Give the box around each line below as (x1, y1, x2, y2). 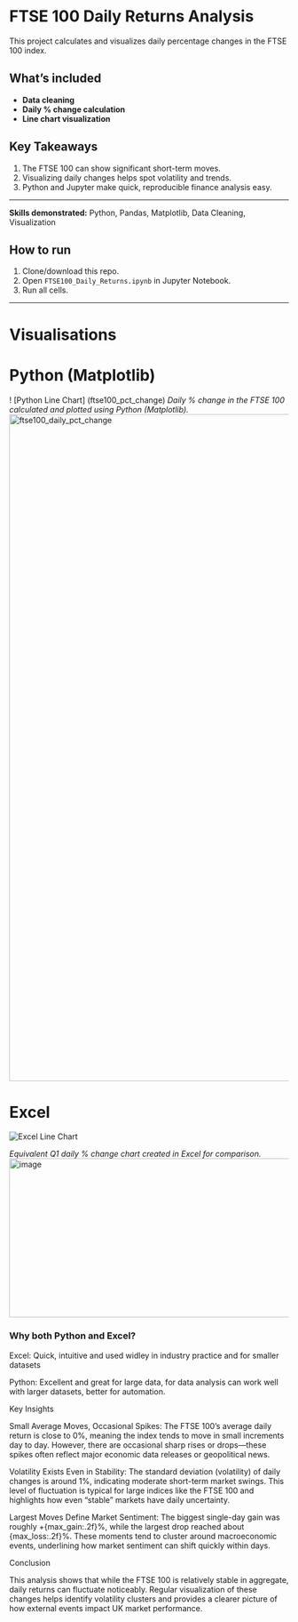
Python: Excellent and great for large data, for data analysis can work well (9, 1377, 279, 1387)
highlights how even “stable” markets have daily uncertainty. (9, 1494, 231, 1505)
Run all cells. (21, 285, 69, 295)
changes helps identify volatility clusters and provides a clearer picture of (9, 1594, 278, 1604)
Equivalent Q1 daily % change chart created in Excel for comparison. (9, 1149, 262, 1160)
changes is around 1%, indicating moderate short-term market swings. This (9, 1475, 285, 1486)
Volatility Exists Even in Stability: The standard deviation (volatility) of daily (9, 1465, 281, 1477)
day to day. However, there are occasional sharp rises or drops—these (9, 1439, 267, 1450)
